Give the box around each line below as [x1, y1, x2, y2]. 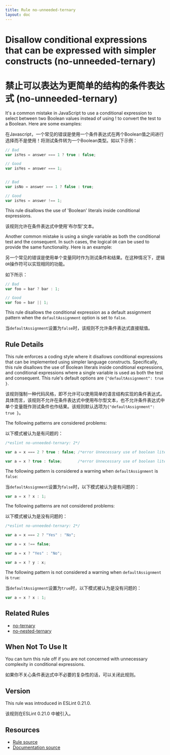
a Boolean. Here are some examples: [5, 120, 82, 127]
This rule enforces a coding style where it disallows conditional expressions [5, 353, 163, 359]
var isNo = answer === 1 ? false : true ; [5, 184, 94, 189]
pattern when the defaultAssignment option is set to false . [5, 315, 127, 321]
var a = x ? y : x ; [5, 560, 47, 565]
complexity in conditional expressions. [5, 661, 85, 667]
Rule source [12, 739, 38, 745]
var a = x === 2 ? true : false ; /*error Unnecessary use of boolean [5, 449, 155, 454]
